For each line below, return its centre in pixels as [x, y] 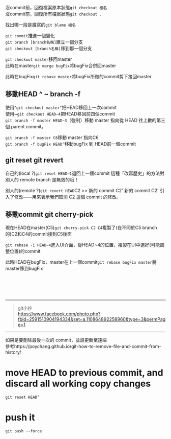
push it [20, 417]
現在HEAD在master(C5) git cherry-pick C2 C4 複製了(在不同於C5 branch [81, 228]
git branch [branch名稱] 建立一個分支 [44, 42]
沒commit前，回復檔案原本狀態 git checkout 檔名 [56, 7]
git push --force [24, 431]
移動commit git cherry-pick [49, 214]
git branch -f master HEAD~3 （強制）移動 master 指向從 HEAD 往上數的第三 [85, 120]
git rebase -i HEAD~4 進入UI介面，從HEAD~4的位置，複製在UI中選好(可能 [83, 245]
